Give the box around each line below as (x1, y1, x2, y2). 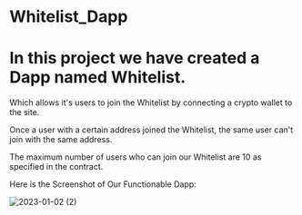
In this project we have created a (9, 48, 260, 69)
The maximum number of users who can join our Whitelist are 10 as (9, 151, 262, 162)
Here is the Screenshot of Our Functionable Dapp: (9, 179, 197, 190)
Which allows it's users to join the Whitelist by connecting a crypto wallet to (9, 97, 293, 108)
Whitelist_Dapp (9, 6, 128, 27)
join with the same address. (9, 134, 113, 145)
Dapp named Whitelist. (9, 67, 186, 88)
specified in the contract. (9, 161, 104, 172)
